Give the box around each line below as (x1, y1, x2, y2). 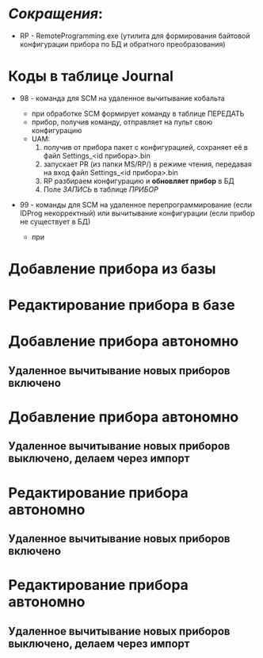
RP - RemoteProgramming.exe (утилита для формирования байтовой (19, 31, 250, 40)
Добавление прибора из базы (8, 260, 216, 278)
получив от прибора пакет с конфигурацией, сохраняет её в (43, 142, 248, 151)
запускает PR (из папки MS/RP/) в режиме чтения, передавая (43, 159, 252, 169)
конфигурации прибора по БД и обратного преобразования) (19, 39, 226, 48)
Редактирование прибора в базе (8, 296, 235, 314)
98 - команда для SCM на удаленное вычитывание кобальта (19, 93, 226, 103)
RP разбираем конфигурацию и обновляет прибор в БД (43, 176, 235, 186)
